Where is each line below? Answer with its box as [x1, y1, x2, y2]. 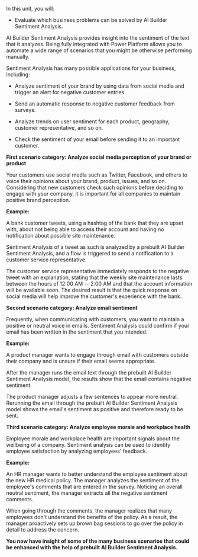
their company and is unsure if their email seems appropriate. [6, 358, 156, 364]
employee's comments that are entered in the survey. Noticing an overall [6, 483, 183, 490]
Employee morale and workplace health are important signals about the [6, 435, 180, 442]
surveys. [14, 107, 36, 113]
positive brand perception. [6, 197, 71, 203]
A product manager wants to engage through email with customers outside [6, 351, 189, 358]
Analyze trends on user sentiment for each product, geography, [14, 118, 170, 125]
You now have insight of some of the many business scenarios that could [6, 537, 190, 545]
